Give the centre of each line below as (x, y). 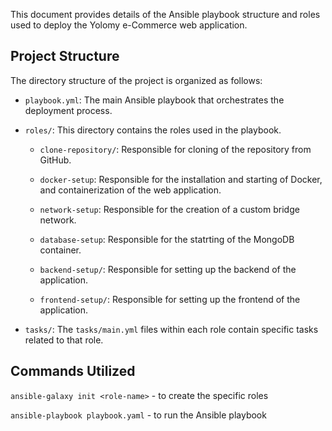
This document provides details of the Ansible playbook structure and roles (165, 14)
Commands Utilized (73, 371)
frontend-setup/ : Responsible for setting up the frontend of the (170, 299)
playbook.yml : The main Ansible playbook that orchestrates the (154, 100)
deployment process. (68, 110)
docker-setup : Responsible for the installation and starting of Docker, (181, 179)
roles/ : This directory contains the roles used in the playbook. (153, 130)
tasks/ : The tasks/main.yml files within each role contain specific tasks (171, 329)
